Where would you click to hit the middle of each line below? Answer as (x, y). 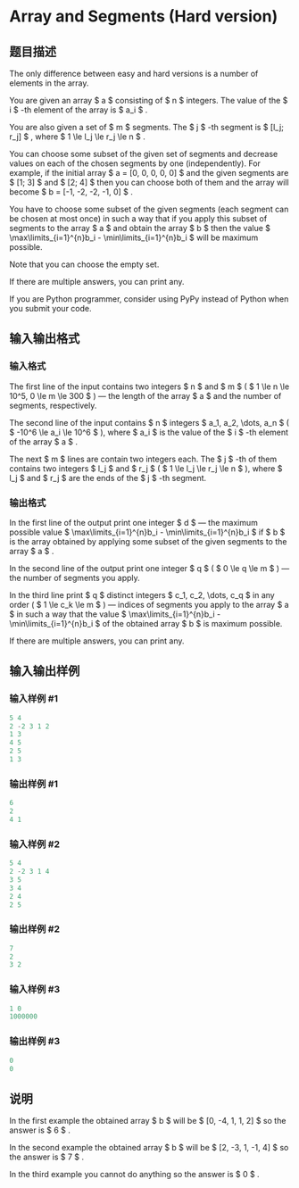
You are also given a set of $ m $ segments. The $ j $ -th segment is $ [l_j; (146, 127)
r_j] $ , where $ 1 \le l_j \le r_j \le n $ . (77, 137)
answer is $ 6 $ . (40, 1130)
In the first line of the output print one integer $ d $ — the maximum (134, 522)
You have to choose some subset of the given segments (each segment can (149, 209)
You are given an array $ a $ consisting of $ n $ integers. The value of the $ (149, 100)
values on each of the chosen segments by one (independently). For (135, 163)
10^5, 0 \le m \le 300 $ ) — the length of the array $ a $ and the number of (145, 395)
